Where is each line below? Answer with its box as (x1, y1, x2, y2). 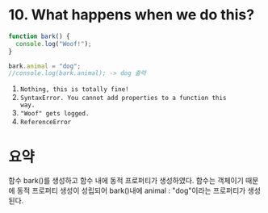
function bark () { (8, 32, 70, 40)
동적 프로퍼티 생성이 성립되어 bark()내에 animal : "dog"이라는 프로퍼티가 (16, 186, 246, 195)
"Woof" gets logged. (19, 110, 90, 118)
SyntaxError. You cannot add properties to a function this (19, 94, 227, 102)
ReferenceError (19, 119, 72, 127)
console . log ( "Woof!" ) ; (15, 40, 92, 48)
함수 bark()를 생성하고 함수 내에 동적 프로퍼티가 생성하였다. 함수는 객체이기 (8, 176, 244, 186)
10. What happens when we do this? (8, 6, 255, 24)
